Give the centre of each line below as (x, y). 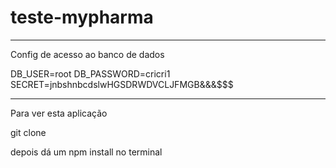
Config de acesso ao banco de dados (87, 54)
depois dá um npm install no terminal (86, 152)
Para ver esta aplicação (59, 113)
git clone (28, 132)
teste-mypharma (82, 17)
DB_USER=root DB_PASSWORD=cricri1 (90, 73)
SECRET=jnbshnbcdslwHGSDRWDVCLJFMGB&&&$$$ (122, 84)
